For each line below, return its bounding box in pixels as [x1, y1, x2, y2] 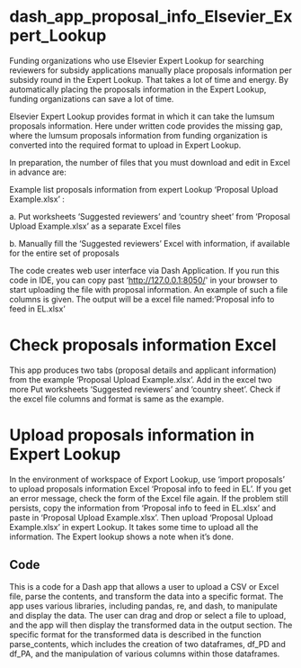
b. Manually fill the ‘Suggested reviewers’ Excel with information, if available [9, 238, 290, 248]
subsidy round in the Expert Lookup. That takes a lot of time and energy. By [9, 74, 289, 85]
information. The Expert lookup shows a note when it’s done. [9, 531, 234, 542]
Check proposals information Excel [9, 335, 277, 356]
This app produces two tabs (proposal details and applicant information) [9, 365, 277, 375]
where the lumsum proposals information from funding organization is [9, 130, 268, 140]
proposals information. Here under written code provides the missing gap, [9, 120, 283, 131]
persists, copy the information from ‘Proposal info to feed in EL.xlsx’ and [9, 502, 277, 513]
